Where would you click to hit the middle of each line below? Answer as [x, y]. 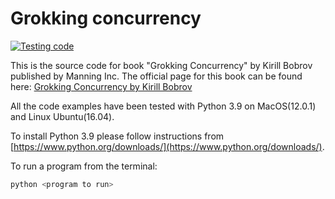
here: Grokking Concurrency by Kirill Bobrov [101, 86]
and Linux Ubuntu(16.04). [62, 116]
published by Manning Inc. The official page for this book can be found [156, 76]
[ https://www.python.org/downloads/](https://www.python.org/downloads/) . [167, 146]
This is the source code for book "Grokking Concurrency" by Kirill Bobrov [161, 65]
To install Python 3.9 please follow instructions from [117, 136]
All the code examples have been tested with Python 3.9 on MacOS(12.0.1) [163, 106]
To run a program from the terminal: [84, 166]
